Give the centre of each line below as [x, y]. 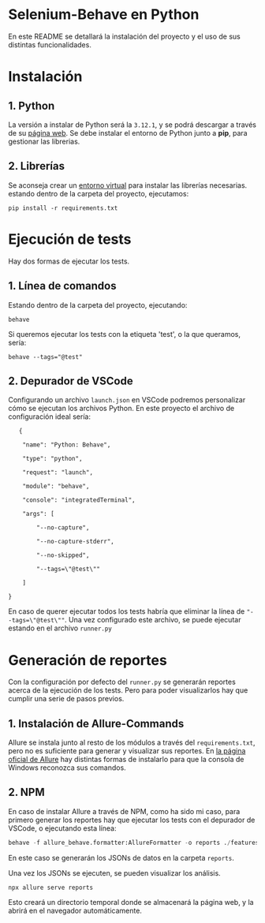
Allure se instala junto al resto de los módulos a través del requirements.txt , [132, 742]
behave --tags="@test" [45, 357]
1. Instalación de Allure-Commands [96, 723]
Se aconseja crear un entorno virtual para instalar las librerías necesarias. [128, 185]
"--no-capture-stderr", [75, 542]
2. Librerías [37, 166]
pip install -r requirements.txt [63, 208]
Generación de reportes [88, 660]
